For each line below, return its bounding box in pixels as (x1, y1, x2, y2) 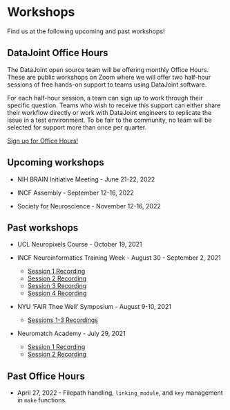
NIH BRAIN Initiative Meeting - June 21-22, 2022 (17, 175, 155, 184)
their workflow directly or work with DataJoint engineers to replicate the (7, 108, 212, 116)
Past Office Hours (7, 370, 85, 382)
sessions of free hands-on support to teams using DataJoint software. (7, 80, 207, 89)
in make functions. (17, 396, 67, 404)
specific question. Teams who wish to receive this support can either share (7, 101, 221, 109)
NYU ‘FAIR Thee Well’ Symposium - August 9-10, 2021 (17, 303, 171, 311)
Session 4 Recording (27, 289, 87, 298)
